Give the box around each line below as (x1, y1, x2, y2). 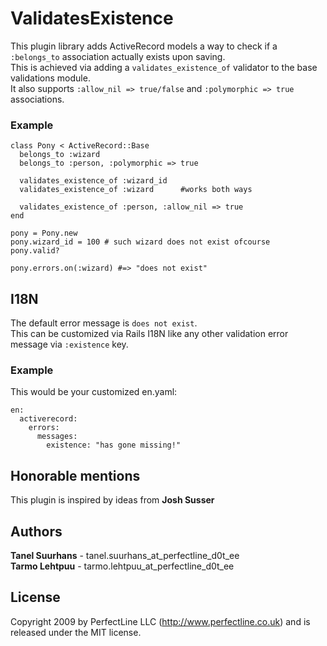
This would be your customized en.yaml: (10, 386, 178, 398)
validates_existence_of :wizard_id (19, 176, 168, 186)
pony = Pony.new (10, 228, 78, 239)
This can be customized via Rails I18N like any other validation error (10, 328, 289, 340)
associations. (10, 93, 65, 105)
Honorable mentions (10, 467, 141, 484)
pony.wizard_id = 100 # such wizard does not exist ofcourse (10, 237, 271, 247)
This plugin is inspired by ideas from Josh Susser (10, 494, 215, 506)
